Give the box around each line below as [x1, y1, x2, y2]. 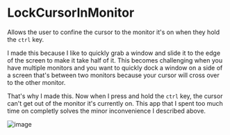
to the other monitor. [7, 78, 66, 86]
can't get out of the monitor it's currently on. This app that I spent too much [7, 99, 224, 107]
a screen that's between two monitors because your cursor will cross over [7, 71, 220, 79]
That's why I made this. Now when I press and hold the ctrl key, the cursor [7, 92, 223, 100]
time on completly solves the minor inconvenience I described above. [7, 106, 206, 115]
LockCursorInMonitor [7, 5, 135, 21]
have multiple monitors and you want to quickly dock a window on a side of [7, 63, 223, 72]
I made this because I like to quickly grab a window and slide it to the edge [7, 49, 221, 57]
